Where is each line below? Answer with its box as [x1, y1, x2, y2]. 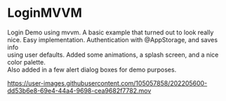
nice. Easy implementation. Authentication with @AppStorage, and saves [7, 35, 218, 43]
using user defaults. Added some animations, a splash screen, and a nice [7, 50, 219, 59]
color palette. [7, 58, 46, 66]
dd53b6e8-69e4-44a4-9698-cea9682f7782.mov [7, 86, 152, 95]
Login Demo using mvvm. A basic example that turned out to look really [7, 28, 214, 36]
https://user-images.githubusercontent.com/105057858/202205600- [7, 79, 208, 87]
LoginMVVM [7, 5, 83, 21]
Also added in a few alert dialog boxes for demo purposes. [7, 65, 177, 74]
